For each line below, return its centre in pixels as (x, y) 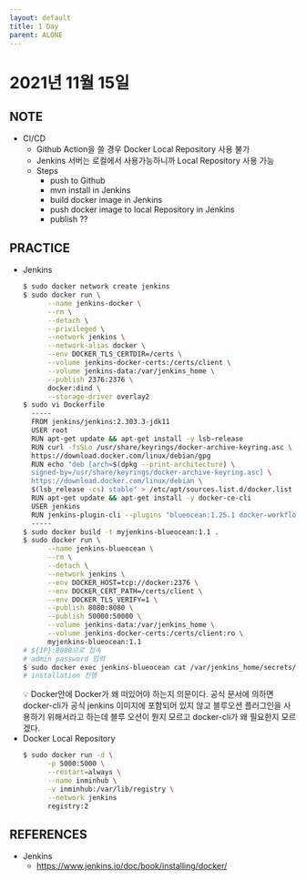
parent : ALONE (36, 35)
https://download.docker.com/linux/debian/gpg (121, 456)
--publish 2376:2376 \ (90, 379)
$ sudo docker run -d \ (68, 755)
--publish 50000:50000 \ (94, 617)
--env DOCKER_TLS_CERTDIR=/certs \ (115, 354)
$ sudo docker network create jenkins (96, 287)
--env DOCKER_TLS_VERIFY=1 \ (102, 600)
